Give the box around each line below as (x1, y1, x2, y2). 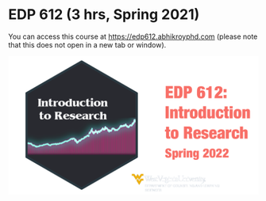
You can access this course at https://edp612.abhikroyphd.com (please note (8, 32, 258, 41)
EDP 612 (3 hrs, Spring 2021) (8, 6, 200, 24)
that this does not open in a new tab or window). (8, 40, 167, 49)
